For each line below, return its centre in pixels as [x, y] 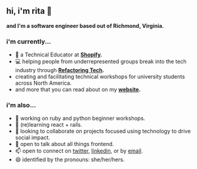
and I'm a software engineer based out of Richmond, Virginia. [85, 25]
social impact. [32, 138]
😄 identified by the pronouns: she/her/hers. [70, 160]
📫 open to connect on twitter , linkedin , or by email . [79, 151]
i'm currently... [29, 41]
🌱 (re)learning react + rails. [48, 125]
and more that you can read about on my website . [78, 90]
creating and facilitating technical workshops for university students [100, 77]
